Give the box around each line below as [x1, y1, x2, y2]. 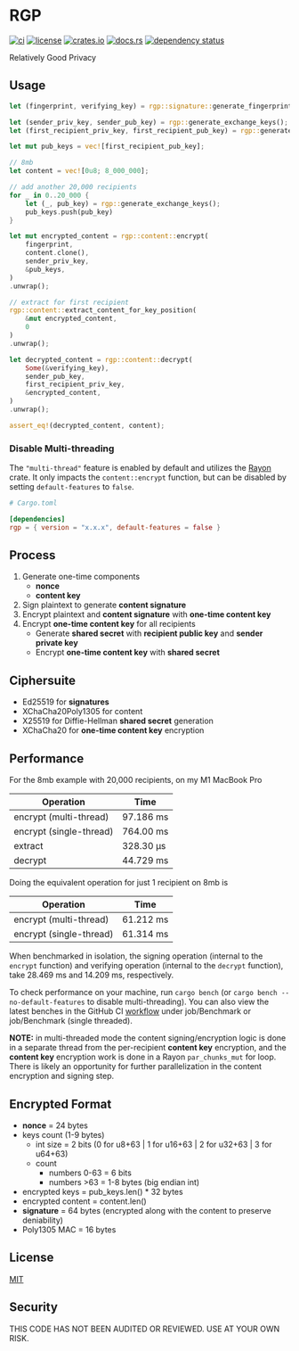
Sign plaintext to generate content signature [21, 599, 187, 611]
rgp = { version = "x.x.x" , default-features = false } [9, 523, 221, 531]
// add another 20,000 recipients [9, 183, 138, 192]
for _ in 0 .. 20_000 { [9, 191, 90, 200]
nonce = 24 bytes [21, 1120, 89, 1131]
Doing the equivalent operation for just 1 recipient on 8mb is [9, 877, 229, 888]
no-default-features [9, 998, 86, 1008]
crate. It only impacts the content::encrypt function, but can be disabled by [9, 472, 287, 482]
